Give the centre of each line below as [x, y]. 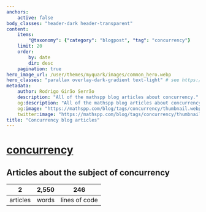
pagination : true [40, 69]
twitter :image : [37, 114]
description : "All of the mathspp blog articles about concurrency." [108, 97]
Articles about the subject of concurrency [88, 173]
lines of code [79, 200]
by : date [40, 57]
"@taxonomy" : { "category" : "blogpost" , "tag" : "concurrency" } [109, 40]
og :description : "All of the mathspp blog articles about [93, 103]
